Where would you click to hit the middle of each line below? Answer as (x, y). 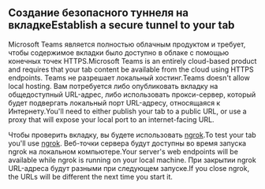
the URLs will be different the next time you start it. (91, 176)
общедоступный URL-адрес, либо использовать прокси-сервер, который (132, 94)
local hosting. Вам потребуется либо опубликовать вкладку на (113, 86)
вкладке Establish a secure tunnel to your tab (121, 26)
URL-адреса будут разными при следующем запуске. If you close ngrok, (129, 168)
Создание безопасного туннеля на (99, 13)
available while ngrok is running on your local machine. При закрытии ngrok (132, 160)
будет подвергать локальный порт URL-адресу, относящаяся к (114, 102)
